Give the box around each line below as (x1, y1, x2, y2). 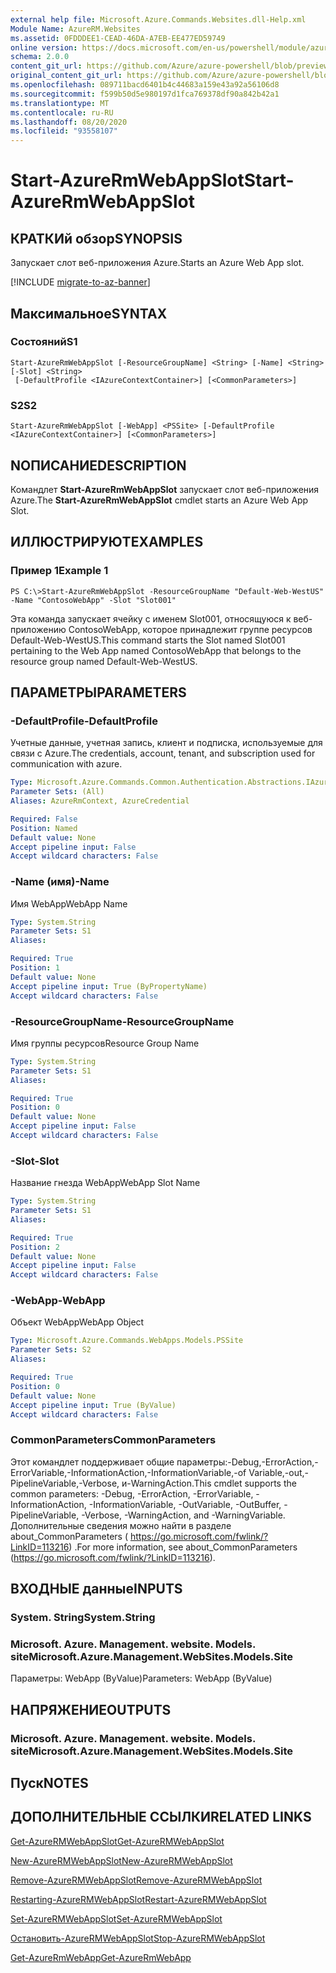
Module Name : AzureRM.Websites (10, 24, 141, 34)
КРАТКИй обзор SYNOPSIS (10, 230, 183, 247)
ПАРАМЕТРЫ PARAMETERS (10, 684, 187, 701)
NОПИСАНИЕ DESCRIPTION (10, 457, 187, 474)
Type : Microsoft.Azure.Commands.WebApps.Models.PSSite (10, 1336, 244, 1346)
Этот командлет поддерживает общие (10, 1456, 175, 1468)
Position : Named (10, 823, 78, 833)
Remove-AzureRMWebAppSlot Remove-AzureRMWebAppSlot (10, 1874, 263, 1886)
